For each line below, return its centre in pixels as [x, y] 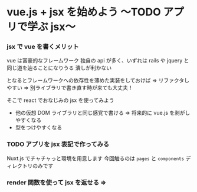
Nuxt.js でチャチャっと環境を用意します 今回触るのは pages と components [96, 158]
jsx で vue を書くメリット [43, 47]
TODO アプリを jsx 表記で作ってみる [58, 144]
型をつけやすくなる [39, 128]
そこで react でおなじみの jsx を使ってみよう [60, 100]
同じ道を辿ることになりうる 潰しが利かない [59, 68]
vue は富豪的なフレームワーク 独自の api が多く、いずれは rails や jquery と [98, 61]
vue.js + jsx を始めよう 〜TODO [84, 12]
